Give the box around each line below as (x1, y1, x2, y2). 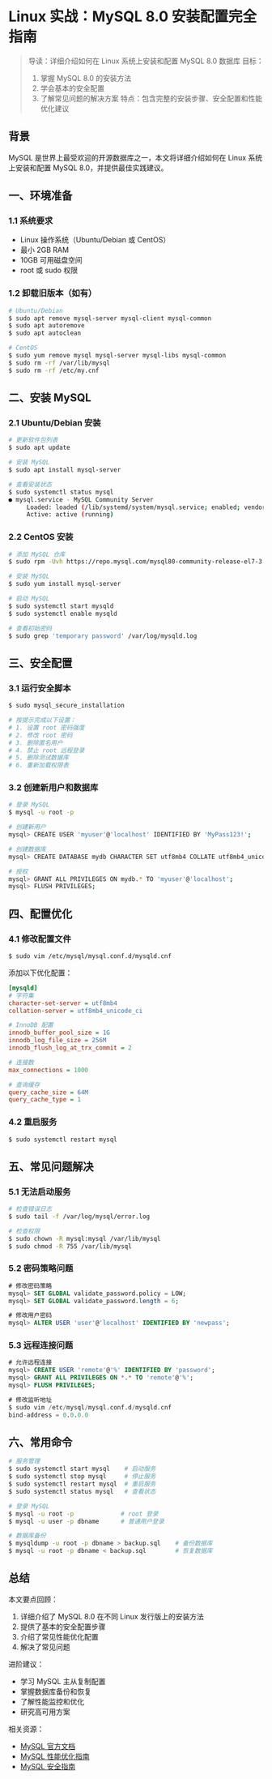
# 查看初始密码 (8, 624, 53, 632)
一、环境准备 (8, 189, 73, 203)
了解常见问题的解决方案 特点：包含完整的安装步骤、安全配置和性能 (40, 93, 263, 103)
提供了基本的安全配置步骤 (19, 1622, 106, 1631)
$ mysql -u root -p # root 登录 (8, 1509, 159, 1518)
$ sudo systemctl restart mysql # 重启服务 (8, 1480, 156, 1488)
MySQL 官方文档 (19, 1741, 75, 1751)
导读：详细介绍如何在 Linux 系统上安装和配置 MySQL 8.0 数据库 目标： (28, 56, 264, 66)
